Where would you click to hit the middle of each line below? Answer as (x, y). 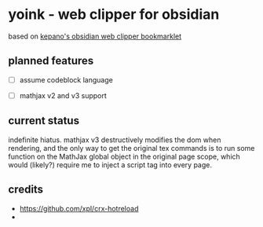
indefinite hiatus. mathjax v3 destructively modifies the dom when (115, 140)
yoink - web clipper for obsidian (114, 15)
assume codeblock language (66, 79)
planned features (51, 61)
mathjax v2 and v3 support (63, 95)
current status (44, 121)
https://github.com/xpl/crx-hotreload (79, 208)
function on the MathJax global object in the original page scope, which (124, 156)
